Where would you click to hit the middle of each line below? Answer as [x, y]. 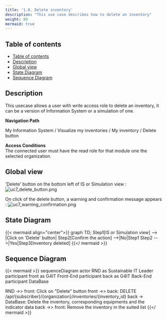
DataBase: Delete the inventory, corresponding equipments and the [75, 302]
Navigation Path [22, 121]
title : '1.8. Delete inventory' [39, 10]
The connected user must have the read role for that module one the [76, 151]
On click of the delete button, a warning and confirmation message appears [83, 199]
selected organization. [28, 156]
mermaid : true [20, 24]
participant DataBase [27, 281]
